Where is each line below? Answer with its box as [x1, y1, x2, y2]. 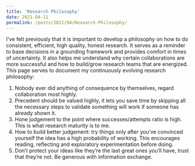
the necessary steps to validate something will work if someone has [14, 104, 179, 111]
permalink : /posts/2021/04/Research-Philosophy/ [6, 19, 127, 25]
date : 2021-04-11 [6, 14, 49, 20]
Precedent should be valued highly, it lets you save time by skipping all [14, 97, 186, 104]
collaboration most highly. [14, 91, 78, 98]
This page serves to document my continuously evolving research [6, 67, 166, 74]
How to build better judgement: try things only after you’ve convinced [14, 128, 183, 135]
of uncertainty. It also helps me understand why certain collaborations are [6, 54, 185, 62]
